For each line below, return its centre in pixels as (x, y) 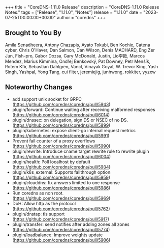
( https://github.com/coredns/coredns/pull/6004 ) (61, 156)
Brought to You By (33, 33)
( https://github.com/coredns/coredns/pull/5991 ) (61, 136)
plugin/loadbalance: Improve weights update (57, 235)
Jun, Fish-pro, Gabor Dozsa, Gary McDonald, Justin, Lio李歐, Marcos (75, 55)
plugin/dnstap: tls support (38, 214)
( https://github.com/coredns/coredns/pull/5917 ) (61, 219)
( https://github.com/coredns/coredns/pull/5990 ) (61, 146)
